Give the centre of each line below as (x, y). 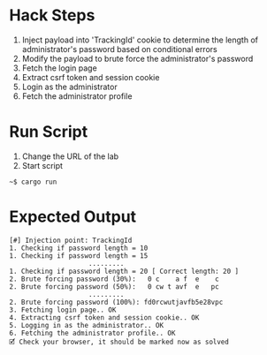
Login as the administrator (69, 87)
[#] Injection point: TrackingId (71, 240)
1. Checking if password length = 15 (79, 256)
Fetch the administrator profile (77, 96)
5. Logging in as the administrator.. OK (87, 325)
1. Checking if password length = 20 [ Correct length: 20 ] (124, 271)
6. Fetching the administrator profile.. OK (92, 333)
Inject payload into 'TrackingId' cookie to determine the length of (140, 40)
